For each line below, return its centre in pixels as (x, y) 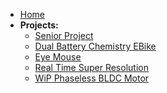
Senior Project (64, 35)
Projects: (39, 25)
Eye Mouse (58, 57)
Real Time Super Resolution (91, 67)
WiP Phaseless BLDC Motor (92, 78)
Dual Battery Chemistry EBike (95, 46)
